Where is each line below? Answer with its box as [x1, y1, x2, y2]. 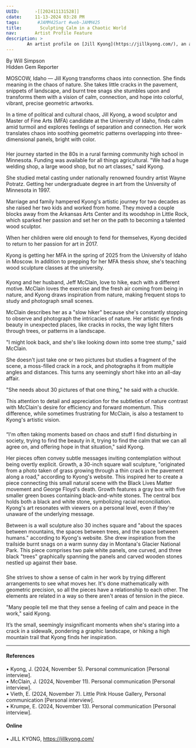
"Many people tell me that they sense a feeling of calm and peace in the [6, 604, 179, 611]
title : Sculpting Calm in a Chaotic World [6, 25, 127, 31]
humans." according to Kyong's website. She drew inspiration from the [6, 534, 176, 541]
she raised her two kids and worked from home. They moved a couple [6, 204, 175, 211]
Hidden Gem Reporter [6, 63, 59, 70]
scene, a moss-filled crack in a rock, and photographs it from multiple [6, 362, 174, 369]
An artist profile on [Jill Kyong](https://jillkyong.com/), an [27, 42, 187, 47]
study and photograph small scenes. [6, 297, 94, 304]
